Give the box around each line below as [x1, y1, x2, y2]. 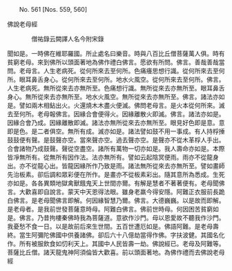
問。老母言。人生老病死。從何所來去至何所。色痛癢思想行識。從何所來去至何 [7, 67, 225, 75]
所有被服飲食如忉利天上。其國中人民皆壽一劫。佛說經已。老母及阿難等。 [19, 240, 225, 247]
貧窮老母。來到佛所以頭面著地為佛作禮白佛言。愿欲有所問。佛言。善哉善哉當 [7, 58, 225, 66]
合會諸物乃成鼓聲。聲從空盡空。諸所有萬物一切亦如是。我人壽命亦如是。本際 [7, 144, 225, 153]
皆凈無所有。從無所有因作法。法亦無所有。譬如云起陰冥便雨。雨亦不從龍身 [7, 153, 219, 161]
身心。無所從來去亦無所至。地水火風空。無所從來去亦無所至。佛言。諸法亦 [7, 93, 219, 101]
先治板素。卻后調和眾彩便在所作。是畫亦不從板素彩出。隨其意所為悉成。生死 [7, 171, 225, 178]
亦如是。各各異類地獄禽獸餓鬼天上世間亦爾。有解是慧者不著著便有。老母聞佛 [7, 179, 225, 187]
